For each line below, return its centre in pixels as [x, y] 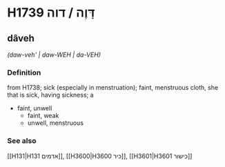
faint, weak [43, 116]
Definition [24, 72]
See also [22, 141]
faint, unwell [35, 108]
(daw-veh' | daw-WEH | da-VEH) [54, 55]
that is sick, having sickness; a [51, 95]
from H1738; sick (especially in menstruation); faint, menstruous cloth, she [113, 88]
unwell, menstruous [56, 123]
